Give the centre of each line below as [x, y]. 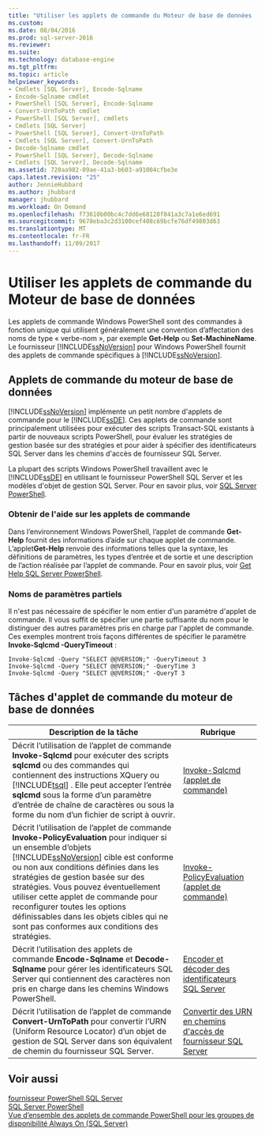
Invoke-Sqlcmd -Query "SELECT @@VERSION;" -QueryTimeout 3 [107, 660]
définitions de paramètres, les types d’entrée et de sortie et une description [131, 557]
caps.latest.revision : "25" [54, 178]
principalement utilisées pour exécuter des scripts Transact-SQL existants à [131, 428]
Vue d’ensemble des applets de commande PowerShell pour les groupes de [131, 1115]
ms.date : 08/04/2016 [42, 30]
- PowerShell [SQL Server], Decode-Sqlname [81, 155]
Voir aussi [33, 1079]
